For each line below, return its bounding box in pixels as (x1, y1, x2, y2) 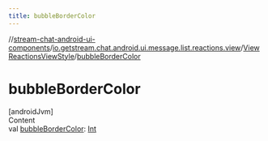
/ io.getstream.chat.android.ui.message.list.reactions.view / (49, 42, 244, 53)
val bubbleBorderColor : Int (8, 123, 97, 134)
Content (8, 115, 36, 125)
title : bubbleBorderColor (8, 11, 96, 20)
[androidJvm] (8, 106, 54, 116)
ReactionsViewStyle (8, 51, 75, 61)
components (8, 42, 51, 53)
